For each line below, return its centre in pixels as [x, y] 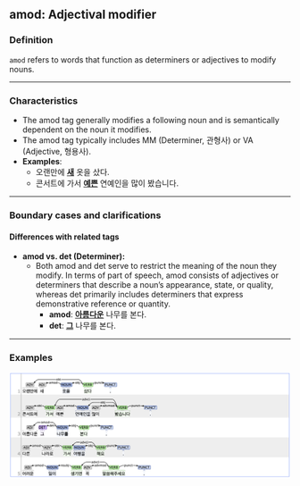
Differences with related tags [64, 237]
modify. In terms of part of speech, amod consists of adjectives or [157, 275]
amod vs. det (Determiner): [73, 256]
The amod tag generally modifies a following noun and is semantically [150, 120]
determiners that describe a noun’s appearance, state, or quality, [154, 285]
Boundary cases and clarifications [85, 215]
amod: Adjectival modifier [83, 15]
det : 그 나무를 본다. [82, 326]
